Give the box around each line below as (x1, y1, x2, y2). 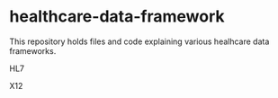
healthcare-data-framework (9, 6, 225, 27)
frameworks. (9, 45, 57, 56)
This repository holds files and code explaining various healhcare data (9, 36, 270, 47)
